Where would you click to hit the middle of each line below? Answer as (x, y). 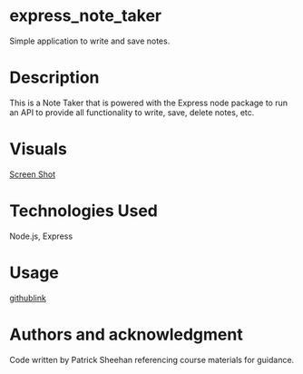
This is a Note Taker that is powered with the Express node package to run (149, 103)
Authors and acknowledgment (126, 335)
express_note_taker (85, 16)
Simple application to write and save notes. (90, 41)
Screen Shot (33, 174)
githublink (28, 298)
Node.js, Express (41, 236)
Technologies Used (84, 211)
